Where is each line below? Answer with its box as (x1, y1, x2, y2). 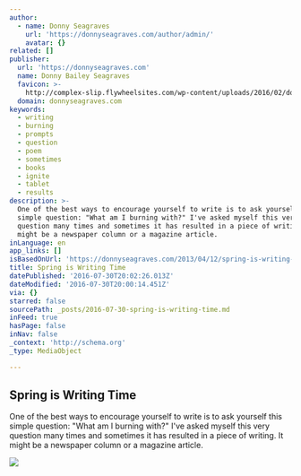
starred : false (9, 297, 66, 306)
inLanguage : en (9, 238, 66, 247)
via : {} (9, 288, 39, 297)
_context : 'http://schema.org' (9, 338, 126, 347)
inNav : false (9, 330, 58, 339)
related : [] (9, 47, 54, 56)
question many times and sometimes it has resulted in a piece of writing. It (9, 430, 284, 441)
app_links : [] (9, 247, 63, 255)
